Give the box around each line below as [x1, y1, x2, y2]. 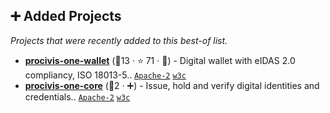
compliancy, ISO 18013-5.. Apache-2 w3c [24, 69, 187, 81]
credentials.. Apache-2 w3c [24, 90, 131, 103]
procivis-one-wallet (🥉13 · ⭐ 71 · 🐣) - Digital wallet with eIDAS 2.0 [24, 54, 296, 66]
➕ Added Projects [10, 8, 122, 25]
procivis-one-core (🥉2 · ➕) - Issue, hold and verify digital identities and [24, 79, 320, 91]
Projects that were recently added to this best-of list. [10, 34, 228, 46]
